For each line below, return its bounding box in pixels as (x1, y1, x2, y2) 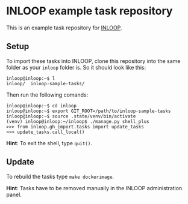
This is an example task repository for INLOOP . (6, 24, 122, 31)
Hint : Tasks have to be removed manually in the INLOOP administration (6, 184, 183, 191)
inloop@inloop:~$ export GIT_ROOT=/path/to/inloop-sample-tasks (6, 108, 171, 114)
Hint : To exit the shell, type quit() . (6, 139, 92, 146)
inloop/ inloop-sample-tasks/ (6, 80, 85, 86)
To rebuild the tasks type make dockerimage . (6, 173, 114, 180)
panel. (6, 191, 22, 198)
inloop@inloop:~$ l (6, 75, 55, 82)
